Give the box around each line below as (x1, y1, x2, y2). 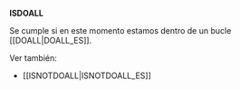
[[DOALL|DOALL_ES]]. (9, 35, 92, 45)
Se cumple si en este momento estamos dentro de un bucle (9, 25, 232, 35)
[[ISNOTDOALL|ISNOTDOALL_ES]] (22, 70, 152, 81)
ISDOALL (9, 8, 43, 18)
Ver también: (9, 53, 57, 63)
